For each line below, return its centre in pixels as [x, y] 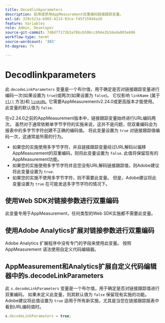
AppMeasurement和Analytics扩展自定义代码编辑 [81, 266]
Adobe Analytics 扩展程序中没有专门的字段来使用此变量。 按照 [68, 243]
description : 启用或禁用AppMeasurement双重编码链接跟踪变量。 [64, 14]
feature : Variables [25, 23]
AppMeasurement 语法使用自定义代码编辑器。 [52, 249]
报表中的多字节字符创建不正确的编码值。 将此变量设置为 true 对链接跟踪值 [81, 130]
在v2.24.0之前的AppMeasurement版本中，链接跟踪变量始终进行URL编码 [78, 118]
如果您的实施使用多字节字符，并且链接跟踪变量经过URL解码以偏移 [79, 147]
